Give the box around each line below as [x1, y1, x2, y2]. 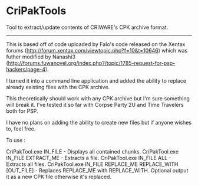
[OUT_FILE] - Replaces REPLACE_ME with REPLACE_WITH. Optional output [6, 167, 189, 174]
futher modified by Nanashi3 [6, 53, 75, 60]
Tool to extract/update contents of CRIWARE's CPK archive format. [6, 24, 169, 31]
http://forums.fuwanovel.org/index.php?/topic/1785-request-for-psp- [8, 59, 176, 66]
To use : [6, 136, 26, 143]
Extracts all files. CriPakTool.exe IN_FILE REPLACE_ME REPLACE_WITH [6, 161, 179, 168]
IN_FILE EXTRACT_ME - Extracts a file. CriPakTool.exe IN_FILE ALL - [6, 154, 171, 161]
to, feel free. [6, 125, 36, 132]
